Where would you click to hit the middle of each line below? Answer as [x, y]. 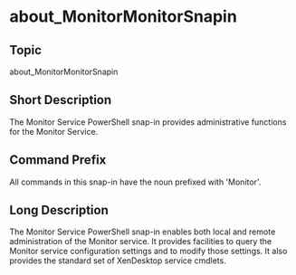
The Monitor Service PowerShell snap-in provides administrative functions [148, 122]
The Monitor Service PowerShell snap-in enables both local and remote [143, 232]
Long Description [59, 210]
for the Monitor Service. [54, 131]
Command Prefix [58, 160]
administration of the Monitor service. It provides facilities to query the [141, 242]
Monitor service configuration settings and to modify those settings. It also [148, 251]
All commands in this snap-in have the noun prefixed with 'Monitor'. [135, 182]
